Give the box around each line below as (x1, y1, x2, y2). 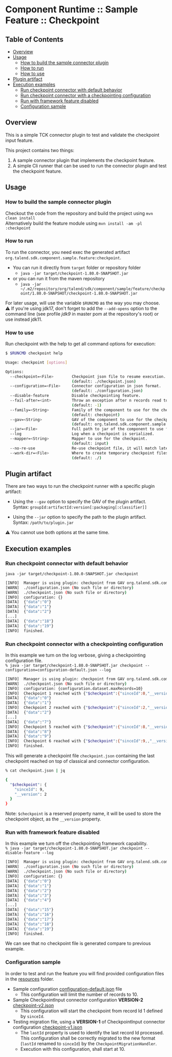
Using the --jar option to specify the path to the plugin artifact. (12, 514, 147, 520)
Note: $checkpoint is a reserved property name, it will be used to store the (5, 811, 161, 817)
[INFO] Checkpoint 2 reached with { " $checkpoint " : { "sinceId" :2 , (5, 705, 147, 710)
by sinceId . (20, 1013, 45, 1019)
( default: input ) (71, 441, 109, 446)
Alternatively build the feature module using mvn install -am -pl (5, 220, 142, 226)
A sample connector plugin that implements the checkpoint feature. (12, 157, 155, 163)
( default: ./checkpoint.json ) (71, 379, 137, 384)
